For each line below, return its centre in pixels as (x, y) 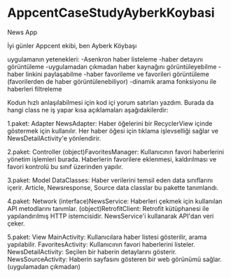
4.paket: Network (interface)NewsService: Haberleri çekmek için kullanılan (115, 201)
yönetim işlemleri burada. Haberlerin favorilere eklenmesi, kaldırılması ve (112, 159)
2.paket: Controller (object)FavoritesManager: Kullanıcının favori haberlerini (115, 152)
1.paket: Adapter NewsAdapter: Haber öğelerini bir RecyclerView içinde (110, 123)
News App (22, 32)
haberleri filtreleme (35, 89)
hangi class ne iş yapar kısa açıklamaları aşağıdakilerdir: (88, 110)
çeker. (16, 223)
